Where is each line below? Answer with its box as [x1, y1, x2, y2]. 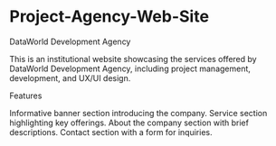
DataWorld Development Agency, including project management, [9, 63, 252, 74]
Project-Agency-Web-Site [9, 6, 210, 27]
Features [9, 90, 43, 101]
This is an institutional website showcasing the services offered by [9, 53, 257, 64]
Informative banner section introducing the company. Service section [9, 107, 268, 118]
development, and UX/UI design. [9, 72, 131, 83]
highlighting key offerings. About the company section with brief [9, 117, 249, 128]
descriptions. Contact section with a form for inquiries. [9, 126, 213, 137]
